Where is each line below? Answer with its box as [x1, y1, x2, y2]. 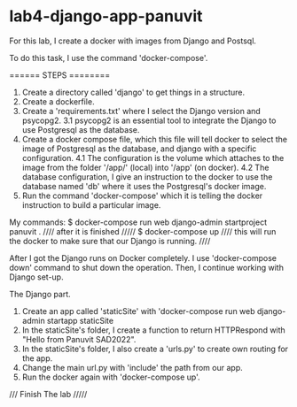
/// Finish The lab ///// [9, 388, 88, 399]
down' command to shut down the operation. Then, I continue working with [9, 262, 284, 273]
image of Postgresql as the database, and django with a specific [21, 143, 257, 154]
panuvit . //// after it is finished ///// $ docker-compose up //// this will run [9, 226, 277, 236]
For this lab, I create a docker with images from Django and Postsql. [9, 35, 257, 46]
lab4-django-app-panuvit [9, 6, 203, 27]
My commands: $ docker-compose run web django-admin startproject [9, 217, 268, 227]
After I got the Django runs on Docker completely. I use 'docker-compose [9, 252, 277, 263]
